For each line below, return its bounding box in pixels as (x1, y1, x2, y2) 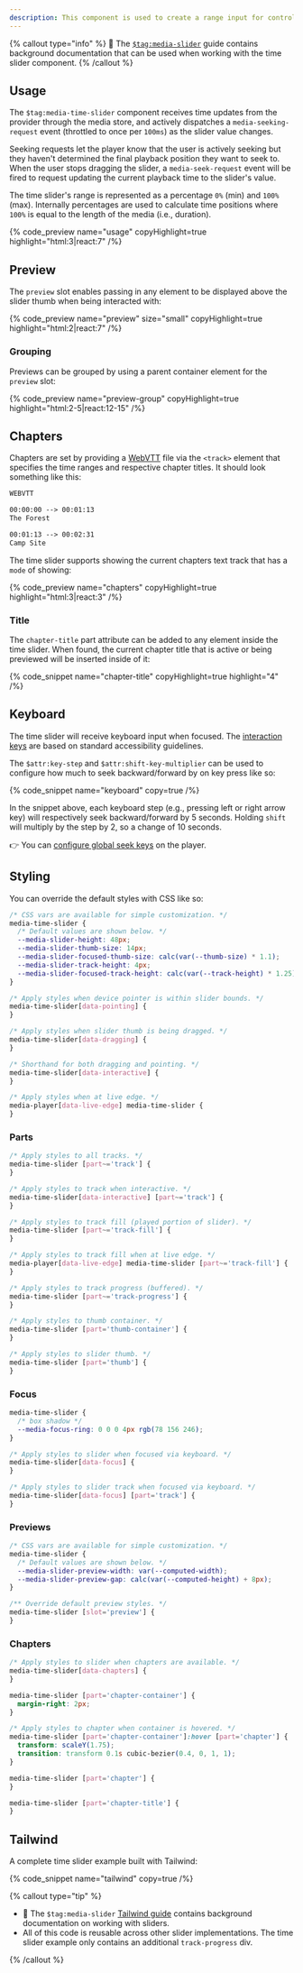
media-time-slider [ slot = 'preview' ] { (9, 1608, 155, 1617)
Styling (9, 869, 51, 885)
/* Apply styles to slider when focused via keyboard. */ (9, 1449, 232, 1459)
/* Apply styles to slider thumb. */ (9, 1350, 151, 1359)
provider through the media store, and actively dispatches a (9, 116, 232, 127)
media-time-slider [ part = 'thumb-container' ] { (9, 1325, 188, 1335)
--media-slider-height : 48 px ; (17, 935, 131, 945)
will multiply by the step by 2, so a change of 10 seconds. (9, 821, 223, 832)
